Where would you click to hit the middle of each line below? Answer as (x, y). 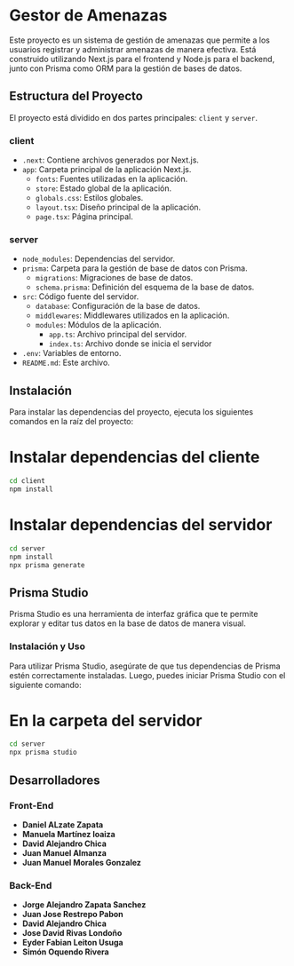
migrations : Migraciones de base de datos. (114, 278)
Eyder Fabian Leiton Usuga (72, 943)
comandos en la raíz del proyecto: (72, 422)
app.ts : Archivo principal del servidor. (118, 335)
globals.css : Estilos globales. (89, 198)
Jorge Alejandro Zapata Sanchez (84, 905)
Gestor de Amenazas (88, 16)
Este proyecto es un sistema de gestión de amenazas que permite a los (140, 40)
